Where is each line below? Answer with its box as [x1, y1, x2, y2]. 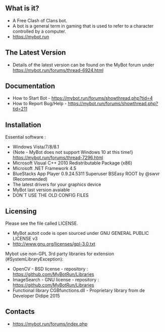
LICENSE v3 [12, 235, 38, 242]
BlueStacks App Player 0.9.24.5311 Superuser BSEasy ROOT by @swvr [12, 171, 160, 177]
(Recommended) [12, 176, 48, 182]
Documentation [5, 82, 56, 91]
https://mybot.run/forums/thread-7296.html [12, 154, 103, 161]
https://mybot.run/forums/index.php [12, 321, 88, 327]
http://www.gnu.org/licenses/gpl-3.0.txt [12, 241, 96, 247]
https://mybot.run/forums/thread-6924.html [12, 67, 104, 73]
